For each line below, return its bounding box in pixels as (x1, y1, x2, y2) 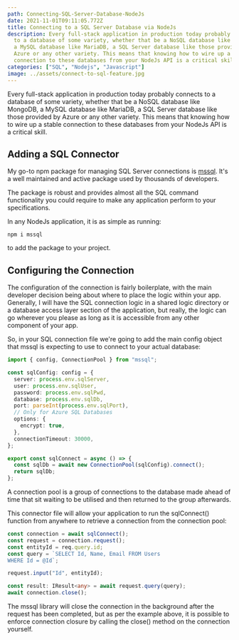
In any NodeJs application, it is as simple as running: (7, 217, 161, 226)
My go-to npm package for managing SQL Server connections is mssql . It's (7, 167, 229, 175)
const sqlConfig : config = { (7, 369, 94, 376)
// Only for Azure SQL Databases (14, 409, 113, 416)
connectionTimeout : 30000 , (14, 435, 94, 443)
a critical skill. (7, 128, 48, 136)
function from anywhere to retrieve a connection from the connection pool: (7, 517, 227, 525)
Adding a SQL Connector (7, 148, 119, 160)
